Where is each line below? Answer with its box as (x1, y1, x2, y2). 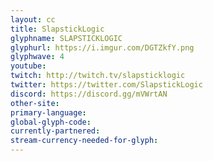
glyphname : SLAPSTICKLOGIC (10, 33, 123, 43)
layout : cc (10, 14, 56, 25)
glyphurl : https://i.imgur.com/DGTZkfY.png (10, 42, 195, 53)
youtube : (10, 61, 47, 71)
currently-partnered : (10, 126, 101, 136)
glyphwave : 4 (10, 52, 65, 62)
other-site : (10, 98, 60, 108)
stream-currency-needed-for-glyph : (10, 136, 159, 146)
